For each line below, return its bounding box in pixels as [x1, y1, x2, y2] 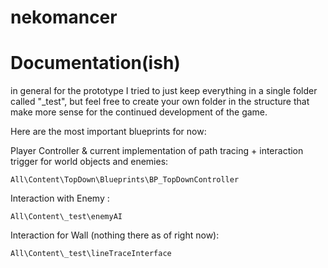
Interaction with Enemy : [10, 192, 110, 205]
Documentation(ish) [10, 52, 181, 75]
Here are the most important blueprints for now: [10, 126, 207, 138]
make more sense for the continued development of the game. [10, 106, 268, 118]
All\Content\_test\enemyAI [10, 212, 123, 222]
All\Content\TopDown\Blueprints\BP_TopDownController [10, 175, 240, 185]
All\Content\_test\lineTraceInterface [10, 249, 172, 259]
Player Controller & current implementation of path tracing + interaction [10, 145, 304, 157]
